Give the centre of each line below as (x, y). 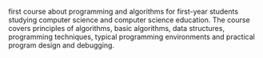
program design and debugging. (61, 45)
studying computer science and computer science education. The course (129, 20)
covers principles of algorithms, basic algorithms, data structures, (117, 28)
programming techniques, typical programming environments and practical (132, 37)
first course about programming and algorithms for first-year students (123, 12)
